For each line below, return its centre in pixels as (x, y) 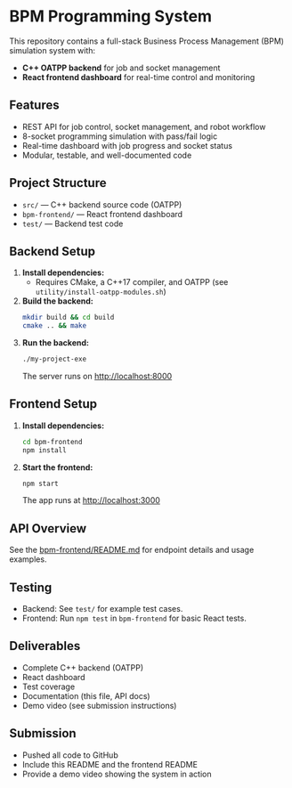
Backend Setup (53, 251)
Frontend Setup (53, 404)
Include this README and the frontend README (110, 764)
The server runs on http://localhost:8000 (97, 376)
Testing (31, 587)
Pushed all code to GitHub (70, 755)
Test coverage (49, 686)
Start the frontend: (57, 467)
